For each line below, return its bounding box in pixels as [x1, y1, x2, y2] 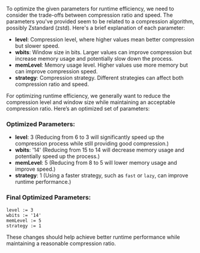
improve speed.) [14, 165, 56, 173]
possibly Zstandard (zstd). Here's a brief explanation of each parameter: [6, 24, 185, 31]
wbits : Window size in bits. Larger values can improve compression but [14, 49, 192, 56]
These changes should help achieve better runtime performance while [6, 233, 180, 240]
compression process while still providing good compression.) [14, 140, 169, 147]
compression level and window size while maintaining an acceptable [6, 99, 175, 106]
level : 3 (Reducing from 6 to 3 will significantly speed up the [14, 133, 165, 141]
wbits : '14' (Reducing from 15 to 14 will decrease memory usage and [14, 147, 184, 154]
